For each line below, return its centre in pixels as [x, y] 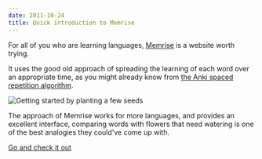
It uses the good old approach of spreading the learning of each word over [129, 68]
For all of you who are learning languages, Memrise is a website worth [122, 45]
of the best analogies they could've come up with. [89, 132]
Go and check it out [40, 147]
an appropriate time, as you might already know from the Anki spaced [121, 77]
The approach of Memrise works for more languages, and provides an [122, 115]
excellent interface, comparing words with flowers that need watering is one [131, 124]
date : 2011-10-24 [36, 15]
